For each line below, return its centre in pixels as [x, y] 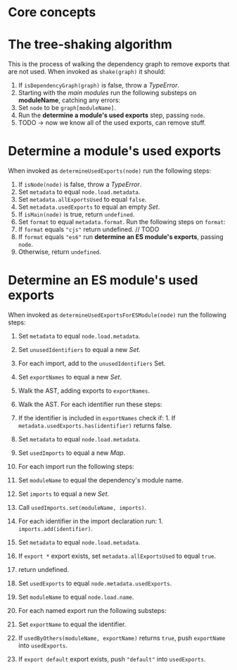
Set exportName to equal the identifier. [72, 624]
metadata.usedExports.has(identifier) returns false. [95, 425]
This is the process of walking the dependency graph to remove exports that [119, 64]
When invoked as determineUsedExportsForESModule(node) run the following [117, 315]
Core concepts [52, 12]
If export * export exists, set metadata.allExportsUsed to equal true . [117, 556]
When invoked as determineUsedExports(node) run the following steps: [110, 171]
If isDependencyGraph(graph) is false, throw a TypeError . [99, 85]
